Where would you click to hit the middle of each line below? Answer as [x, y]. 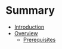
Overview [26, 33]
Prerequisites [39, 39]
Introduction [29, 27]
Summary [30, 10]
